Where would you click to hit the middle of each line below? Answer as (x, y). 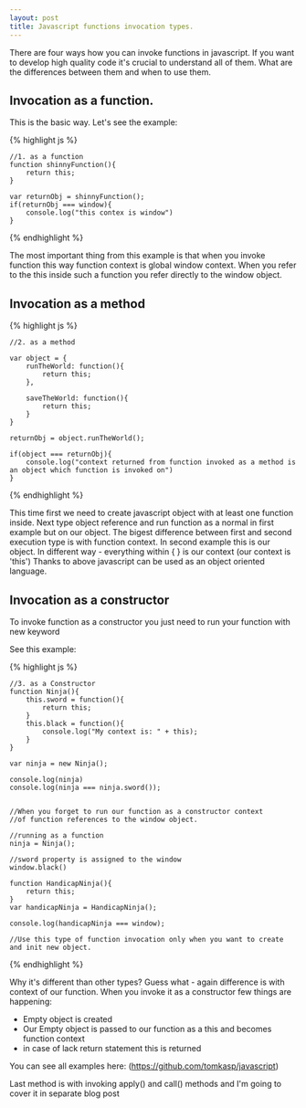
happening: (31, 1001)
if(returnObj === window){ (61, 205)
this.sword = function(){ (75, 700)
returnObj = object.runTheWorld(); (77, 438)
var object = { (38, 359)
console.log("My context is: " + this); (120, 732)
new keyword (35, 631)
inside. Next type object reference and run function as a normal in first (142, 522)
